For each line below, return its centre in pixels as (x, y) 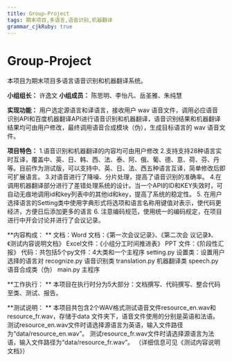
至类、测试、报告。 (35, 293)
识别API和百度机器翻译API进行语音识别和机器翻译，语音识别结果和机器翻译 (114, 119)
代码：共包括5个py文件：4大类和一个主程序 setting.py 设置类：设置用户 (123, 252)
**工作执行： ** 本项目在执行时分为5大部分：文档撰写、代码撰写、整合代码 (114, 284)
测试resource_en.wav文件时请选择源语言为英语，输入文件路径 (95, 325)
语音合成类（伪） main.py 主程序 (54, 270)
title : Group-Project (38, 14)
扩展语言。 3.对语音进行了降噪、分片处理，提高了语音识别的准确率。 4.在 (117, 177)
